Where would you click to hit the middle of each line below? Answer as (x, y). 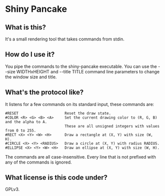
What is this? (26, 27)
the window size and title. (31, 77)
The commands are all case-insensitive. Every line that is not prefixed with (81, 157)
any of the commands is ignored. (39, 162)
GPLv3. (12, 189)
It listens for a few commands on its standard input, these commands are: (80, 104)
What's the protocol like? (44, 92)
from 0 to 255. (21, 131)
